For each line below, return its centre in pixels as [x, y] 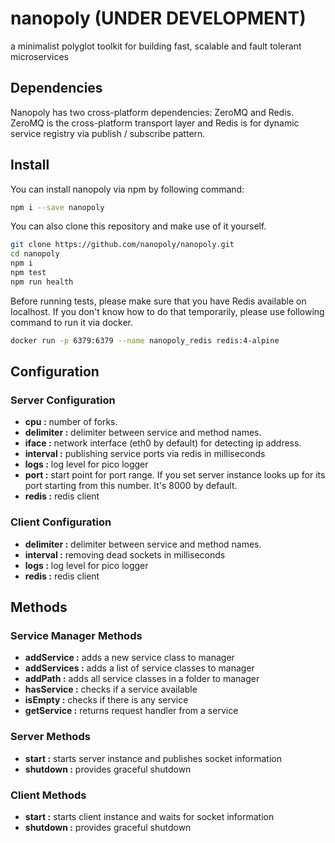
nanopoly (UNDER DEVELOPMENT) [158, 18]
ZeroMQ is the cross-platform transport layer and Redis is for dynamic [155, 123]
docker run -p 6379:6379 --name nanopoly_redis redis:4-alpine [145, 340]
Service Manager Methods [76, 635]
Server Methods [50, 737]
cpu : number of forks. [71, 422]
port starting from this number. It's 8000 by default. [131, 486]
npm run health [42, 282]
